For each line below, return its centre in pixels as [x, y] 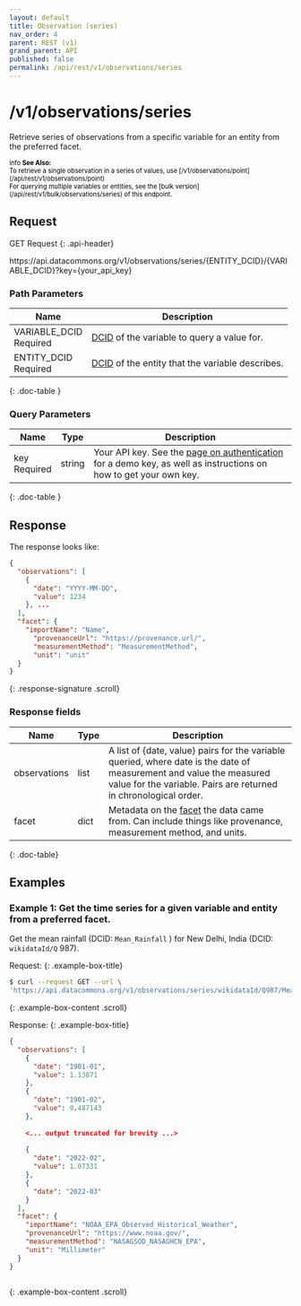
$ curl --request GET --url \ [66, 982]
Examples [37, 882]
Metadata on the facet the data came [186, 810]
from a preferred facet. [60, 919]
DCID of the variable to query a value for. [177, 337]
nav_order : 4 [34, 34]
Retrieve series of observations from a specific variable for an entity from [145, 136]
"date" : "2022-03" [67, 1191]
